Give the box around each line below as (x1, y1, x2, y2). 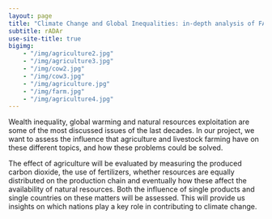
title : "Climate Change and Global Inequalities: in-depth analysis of (8, 19, 255, 28)
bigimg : (8, 42, 35, 50)
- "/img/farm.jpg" (23, 87, 85, 96)
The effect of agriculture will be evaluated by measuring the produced (8, 159, 243, 169)
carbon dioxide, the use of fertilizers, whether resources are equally (8, 167, 235, 177)
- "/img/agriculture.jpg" (23, 79, 111, 88)
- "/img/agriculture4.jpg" (23, 95, 114, 103)
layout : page (8, 11, 53, 20)
